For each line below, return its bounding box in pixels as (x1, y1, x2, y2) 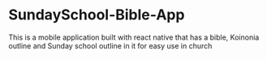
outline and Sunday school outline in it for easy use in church (8, 40, 213, 50)
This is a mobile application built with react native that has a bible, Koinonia (8, 32, 260, 42)
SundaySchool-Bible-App (8, 6, 185, 24)
